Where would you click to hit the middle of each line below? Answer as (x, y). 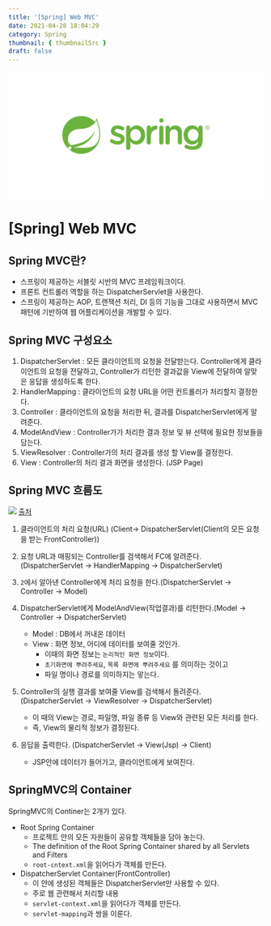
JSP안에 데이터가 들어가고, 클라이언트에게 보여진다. (113, 761)
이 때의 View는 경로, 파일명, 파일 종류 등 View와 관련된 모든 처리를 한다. (145, 717)
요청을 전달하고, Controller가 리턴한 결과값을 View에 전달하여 (145, 371)
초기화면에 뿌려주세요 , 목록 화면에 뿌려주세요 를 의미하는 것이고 (136, 664)
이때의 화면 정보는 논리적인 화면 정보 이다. (107, 654)
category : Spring (38, 34)
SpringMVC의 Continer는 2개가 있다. (68, 811)
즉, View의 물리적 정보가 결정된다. (86, 727)
